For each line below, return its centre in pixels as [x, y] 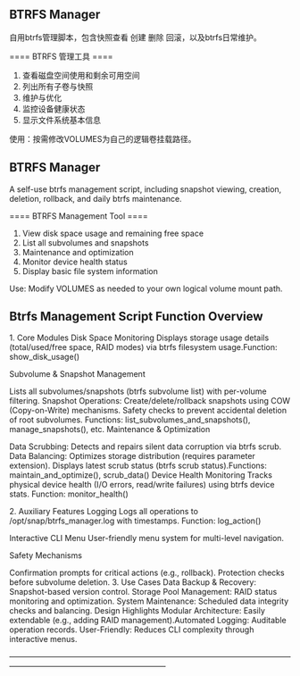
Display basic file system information [90, 271]
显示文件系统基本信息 [61, 120]
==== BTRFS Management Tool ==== [79, 216]
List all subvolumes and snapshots [85, 242]
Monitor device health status [75, 262]
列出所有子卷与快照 [58, 86]
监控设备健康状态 [54, 108]
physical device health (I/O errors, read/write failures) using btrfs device [142, 485]
